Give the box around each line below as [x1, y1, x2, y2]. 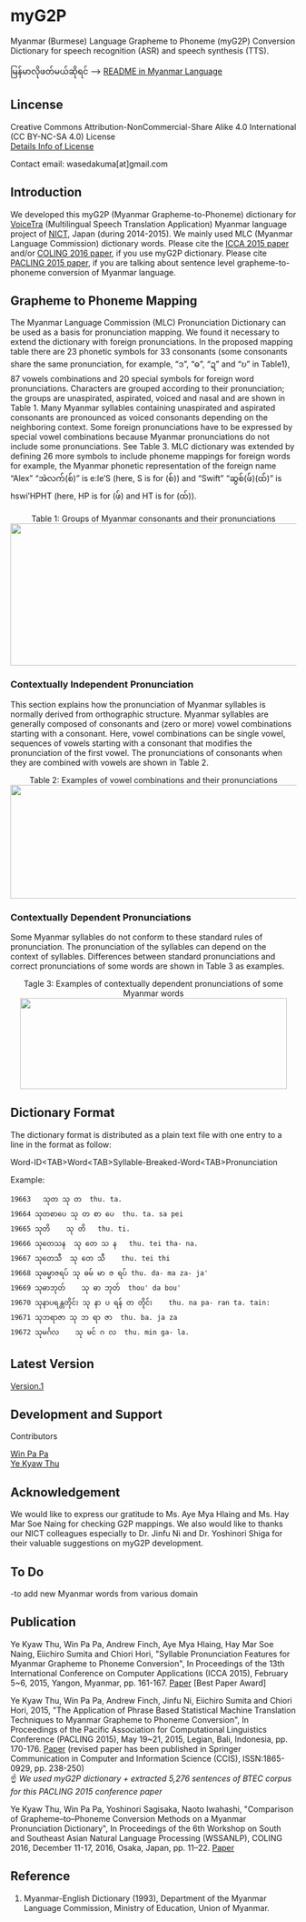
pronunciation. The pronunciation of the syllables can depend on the [10, 941, 267, 951]
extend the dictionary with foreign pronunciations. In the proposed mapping [10, 337, 293, 347]
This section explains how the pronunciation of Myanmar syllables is [10, 699, 266, 709]
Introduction [10, 185, 83, 200]
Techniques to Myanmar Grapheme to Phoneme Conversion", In [10, 1714, 249, 1725]
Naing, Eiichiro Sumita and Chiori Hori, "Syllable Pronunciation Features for [10, 1648, 291, 1659]
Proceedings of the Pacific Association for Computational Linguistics [10, 1724, 267, 1735]
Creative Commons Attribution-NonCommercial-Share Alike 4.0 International [10, 121, 297, 132]
